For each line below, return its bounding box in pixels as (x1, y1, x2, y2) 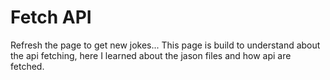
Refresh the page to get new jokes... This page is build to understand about (10, 39, 321, 51)
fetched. (10, 60, 45, 72)
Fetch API (10, 6, 92, 29)
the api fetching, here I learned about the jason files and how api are (10, 49, 292, 61)
